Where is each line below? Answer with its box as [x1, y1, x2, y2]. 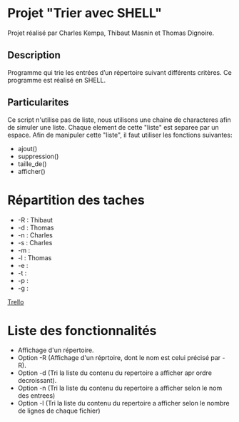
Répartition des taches [7, 192, 145, 208]
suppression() [17, 152, 59, 160]
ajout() [17, 144, 38, 153]
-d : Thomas [17, 223, 54, 232]
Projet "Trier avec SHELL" [7, 5, 163, 21]
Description [7, 49, 61, 61]
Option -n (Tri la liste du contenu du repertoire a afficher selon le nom [17, 384, 223, 393]
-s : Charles [17, 238, 53, 247]
